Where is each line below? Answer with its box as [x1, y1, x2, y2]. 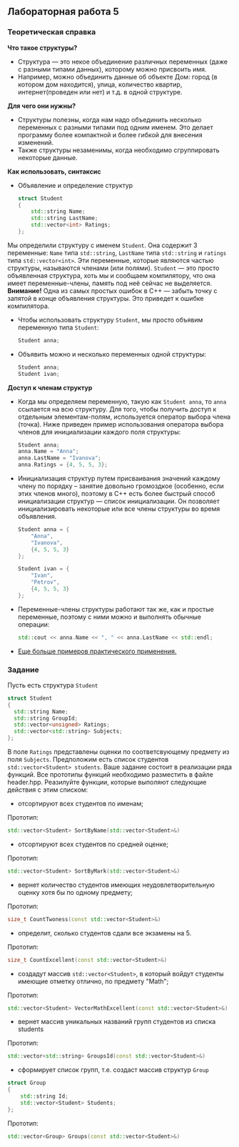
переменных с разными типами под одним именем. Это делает [17, 123, 214, 131]
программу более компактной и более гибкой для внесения [17, 130, 203, 139]
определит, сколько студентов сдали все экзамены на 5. [17, 928, 192, 937]
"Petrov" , [31, 579, 60, 586]
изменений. [17, 138, 54, 147]
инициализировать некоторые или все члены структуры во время [17, 505, 220, 513]
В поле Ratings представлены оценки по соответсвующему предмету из [7, 748, 230, 756]
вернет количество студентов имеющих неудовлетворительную [17, 880, 215, 889]
